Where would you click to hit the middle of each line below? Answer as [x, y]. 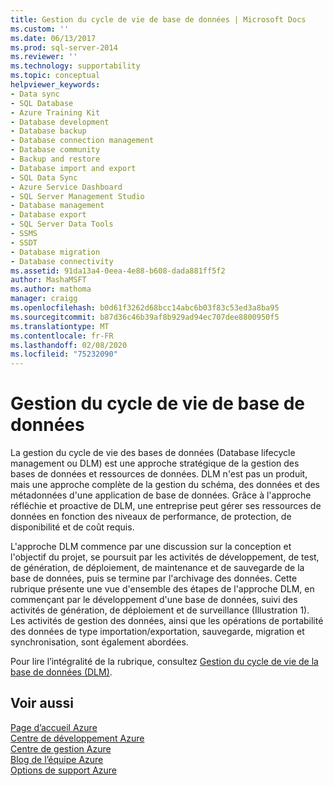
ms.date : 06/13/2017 [53, 38]
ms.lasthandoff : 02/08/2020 [69, 345]
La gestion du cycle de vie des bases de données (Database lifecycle [153, 453]
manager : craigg [44, 299]
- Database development [60, 122]
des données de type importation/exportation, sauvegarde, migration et [157, 632]
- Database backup [48, 131]
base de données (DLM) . [61, 672]
